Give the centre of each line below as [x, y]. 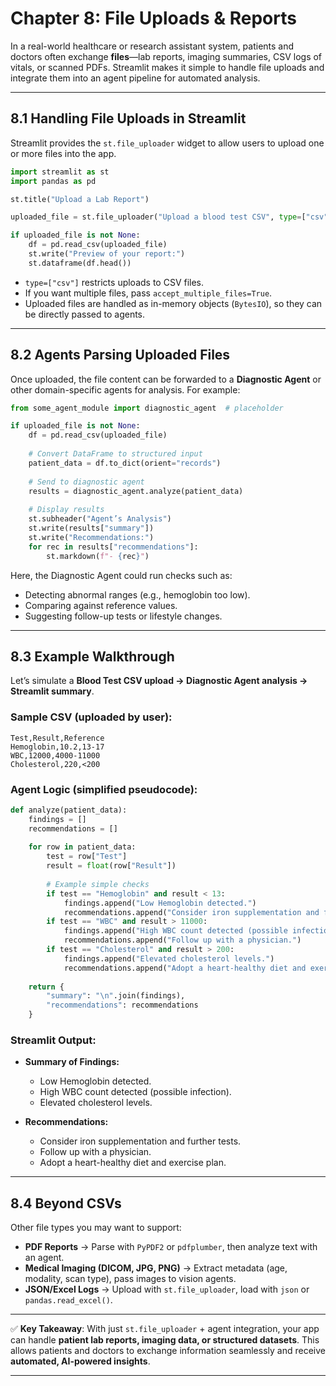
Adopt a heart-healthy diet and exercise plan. [133, 1163]
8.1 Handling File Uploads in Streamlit [128, 118]
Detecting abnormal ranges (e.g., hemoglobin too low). [137, 594]
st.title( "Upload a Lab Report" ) [80, 199]
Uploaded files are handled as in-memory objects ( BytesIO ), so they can [173, 303]
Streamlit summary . [52, 691]
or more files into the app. [63, 153]
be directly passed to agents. [85, 314]
